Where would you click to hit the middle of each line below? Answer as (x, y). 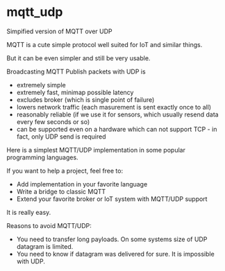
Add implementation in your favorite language (82, 184)
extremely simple (41, 85)
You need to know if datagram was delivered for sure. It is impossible (115, 254)
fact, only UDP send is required (61, 137)
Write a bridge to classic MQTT (61, 191)
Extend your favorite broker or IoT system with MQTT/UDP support (112, 199)
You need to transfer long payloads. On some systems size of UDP (112, 239)
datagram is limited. (45, 246)
